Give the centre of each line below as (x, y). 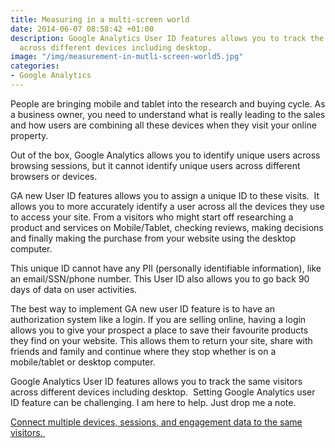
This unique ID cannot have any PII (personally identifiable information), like (166, 268)
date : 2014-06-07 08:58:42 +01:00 (82, 29)
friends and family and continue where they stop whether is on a (143, 351)
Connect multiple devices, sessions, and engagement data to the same (156, 422)
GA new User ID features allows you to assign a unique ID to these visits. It (165, 195)
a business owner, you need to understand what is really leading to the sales (168, 114)
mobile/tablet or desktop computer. (83, 362)
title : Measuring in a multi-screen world (100, 19)
